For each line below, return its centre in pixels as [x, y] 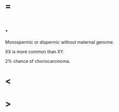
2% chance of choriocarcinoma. [38, 61]
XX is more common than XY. [35, 52]
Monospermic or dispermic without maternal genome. [60, 42]
